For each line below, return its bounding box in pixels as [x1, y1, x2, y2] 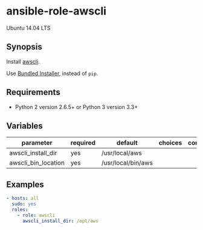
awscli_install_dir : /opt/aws [22, 218, 98, 224]
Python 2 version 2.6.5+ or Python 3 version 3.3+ [14, 103, 138, 110]
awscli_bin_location [9, 159, 65, 167]
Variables [6, 120, 43, 131]
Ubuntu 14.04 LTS [6, 24, 51, 31]
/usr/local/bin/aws [101, 159, 153, 167]
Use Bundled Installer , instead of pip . [6, 70, 98, 77]
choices [158, 139, 182, 147]
